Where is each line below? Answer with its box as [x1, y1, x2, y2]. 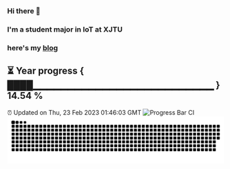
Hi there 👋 [7, 6, 41, 16]
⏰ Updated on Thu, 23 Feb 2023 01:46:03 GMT [7, 108, 142, 116]
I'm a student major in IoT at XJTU [7, 24, 123, 34]
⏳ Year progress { [7, 65, 85, 77]
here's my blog [7, 43, 59, 52]
